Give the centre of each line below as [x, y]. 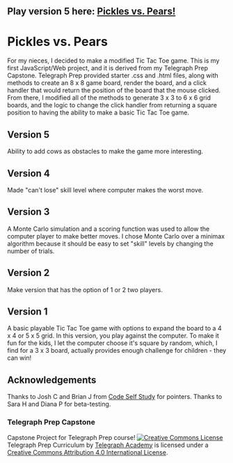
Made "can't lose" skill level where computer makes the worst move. [105, 190]
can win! [19, 358]
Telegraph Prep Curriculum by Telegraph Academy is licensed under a [108, 445]
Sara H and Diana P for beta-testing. [59, 404]
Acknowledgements [52, 380]
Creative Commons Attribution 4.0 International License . [88, 452]
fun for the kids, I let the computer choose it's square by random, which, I [112, 343]
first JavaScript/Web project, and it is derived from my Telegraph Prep [108, 68]
